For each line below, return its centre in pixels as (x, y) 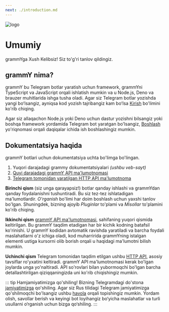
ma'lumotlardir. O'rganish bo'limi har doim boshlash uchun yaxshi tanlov (80, 199)
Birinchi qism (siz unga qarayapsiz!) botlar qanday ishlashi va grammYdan (83, 188)
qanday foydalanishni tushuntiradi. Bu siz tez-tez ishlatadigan (69, 194)
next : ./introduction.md (31, 10)
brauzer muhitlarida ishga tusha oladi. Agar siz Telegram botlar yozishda (80, 98)
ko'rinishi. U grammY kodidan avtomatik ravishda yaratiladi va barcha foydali (85, 230)
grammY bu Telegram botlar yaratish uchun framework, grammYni (74, 87)
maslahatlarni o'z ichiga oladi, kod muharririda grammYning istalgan (76, 236)
